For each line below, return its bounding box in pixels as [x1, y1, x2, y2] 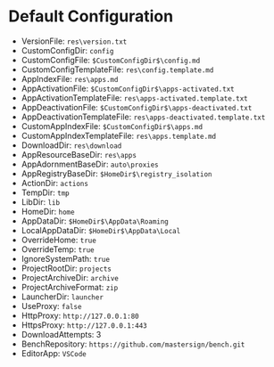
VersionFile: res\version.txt [21, 36, 128, 46]
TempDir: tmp [21, 187, 70, 198]
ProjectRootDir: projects [21, 263, 112, 273]
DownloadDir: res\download [21, 140, 122, 151]
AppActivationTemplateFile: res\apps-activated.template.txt [21, 92, 248, 103]
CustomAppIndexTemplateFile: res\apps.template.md [21, 130, 216, 141]
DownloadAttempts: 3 [21, 329, 102, 339]
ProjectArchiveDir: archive [21, 272, 120, 282]
